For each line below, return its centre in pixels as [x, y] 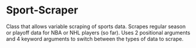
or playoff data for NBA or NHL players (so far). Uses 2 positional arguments [98, 32]
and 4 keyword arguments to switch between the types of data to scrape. [95, 39]
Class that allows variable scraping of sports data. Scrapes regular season [96, 26]
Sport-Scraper [42, 10]
